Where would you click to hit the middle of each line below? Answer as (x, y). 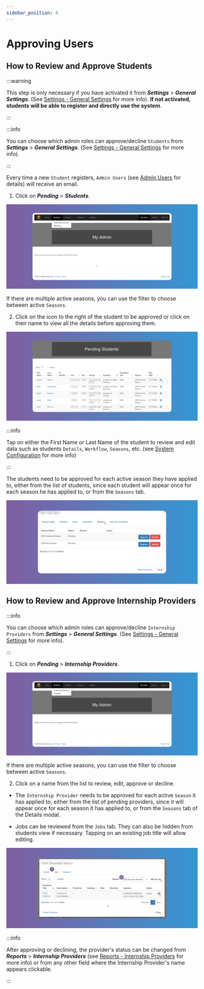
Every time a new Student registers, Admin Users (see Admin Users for (93, 177)
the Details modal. (38, 815)
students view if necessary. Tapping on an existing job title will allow (100, 833)
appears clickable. (29, 969)
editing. (25, 839)
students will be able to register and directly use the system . (84, 105)
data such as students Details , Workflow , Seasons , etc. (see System (90, 449)
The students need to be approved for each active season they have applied (102, 478)
